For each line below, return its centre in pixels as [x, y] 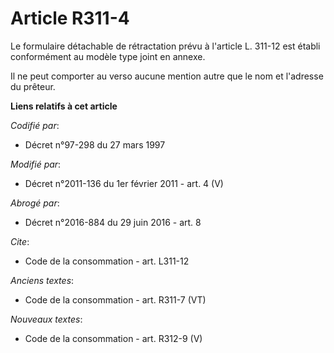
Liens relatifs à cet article [64, 106]
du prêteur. [33, 86]
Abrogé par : [35, 203]
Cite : [20, 241]
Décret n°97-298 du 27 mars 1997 [95, 144]
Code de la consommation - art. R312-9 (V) [113, 338]
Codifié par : [35, 125]
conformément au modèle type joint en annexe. [108, 56]
